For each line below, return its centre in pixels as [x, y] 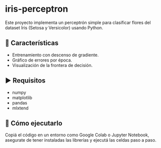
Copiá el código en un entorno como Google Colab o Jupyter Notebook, [77, 135]
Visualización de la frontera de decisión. [52, 65]
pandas [20, 103]
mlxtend [20, 108]
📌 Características [32, 43]
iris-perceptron [36, 9]
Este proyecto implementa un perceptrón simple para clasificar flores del [78, 22]
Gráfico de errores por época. [42, 60]
